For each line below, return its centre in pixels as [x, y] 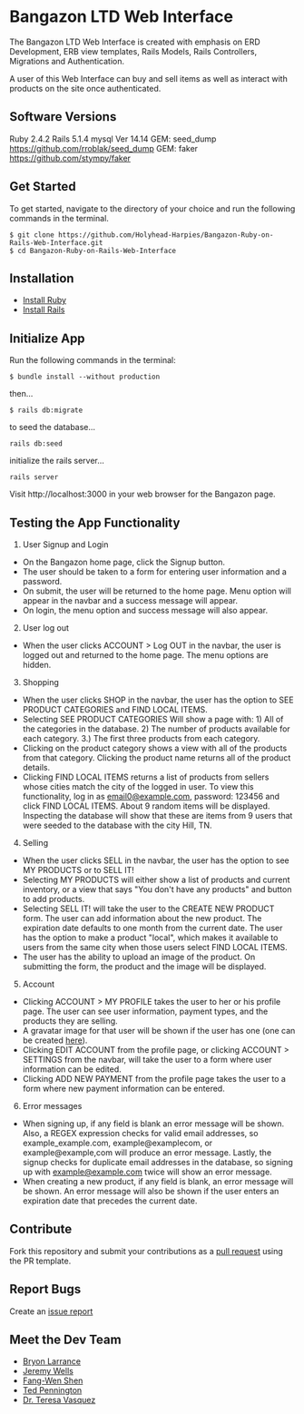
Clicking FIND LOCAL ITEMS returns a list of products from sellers [146, 777]
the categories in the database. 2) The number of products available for [156, 729]
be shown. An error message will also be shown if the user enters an [151, 1191]
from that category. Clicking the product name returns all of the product [157, 758]
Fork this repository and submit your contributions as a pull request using [146, 1251]
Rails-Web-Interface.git [56, 242]
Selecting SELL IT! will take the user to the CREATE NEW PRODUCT [148, 908]
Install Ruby [44, 300]
